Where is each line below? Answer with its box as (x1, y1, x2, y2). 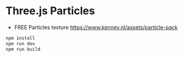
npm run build (5, 46, 41, 52)
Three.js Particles (5, 4, 95, 18)
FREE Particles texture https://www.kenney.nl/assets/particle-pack (14, 24, 178, 31)
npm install (5, 35, 35, 41)
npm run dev (5, 40, 35, 47)
